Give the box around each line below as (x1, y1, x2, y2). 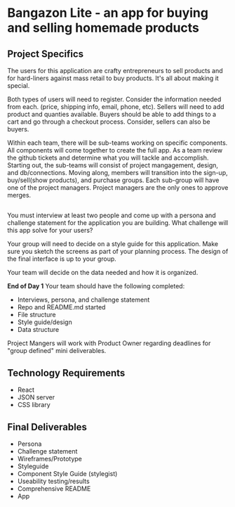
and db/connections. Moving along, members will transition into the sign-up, (7, 169, 228, 177)
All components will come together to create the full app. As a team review (7, 146, 223, 154)
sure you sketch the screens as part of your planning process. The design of (7, 248, 229, 256)
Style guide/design (17, 318, 72, 326)
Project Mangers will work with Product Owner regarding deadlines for (7, 339, 211, 347)
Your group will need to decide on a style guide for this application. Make (7, 240, 219, 248)
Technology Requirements (7, 367, 126, 379)
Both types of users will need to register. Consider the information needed (7, 95, 222, 103)
